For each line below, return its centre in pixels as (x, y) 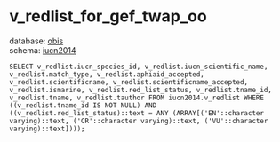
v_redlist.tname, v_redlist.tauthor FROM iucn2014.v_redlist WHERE (137, 98)
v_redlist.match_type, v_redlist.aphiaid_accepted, (107, 74)
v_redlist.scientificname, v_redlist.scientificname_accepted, (129, 82)
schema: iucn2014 (43, 50)
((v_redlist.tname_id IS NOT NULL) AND (83, 105)
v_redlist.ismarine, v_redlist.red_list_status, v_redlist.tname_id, (141, 90)
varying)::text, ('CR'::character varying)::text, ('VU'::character (139, 121)
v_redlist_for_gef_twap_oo (108, 16)
